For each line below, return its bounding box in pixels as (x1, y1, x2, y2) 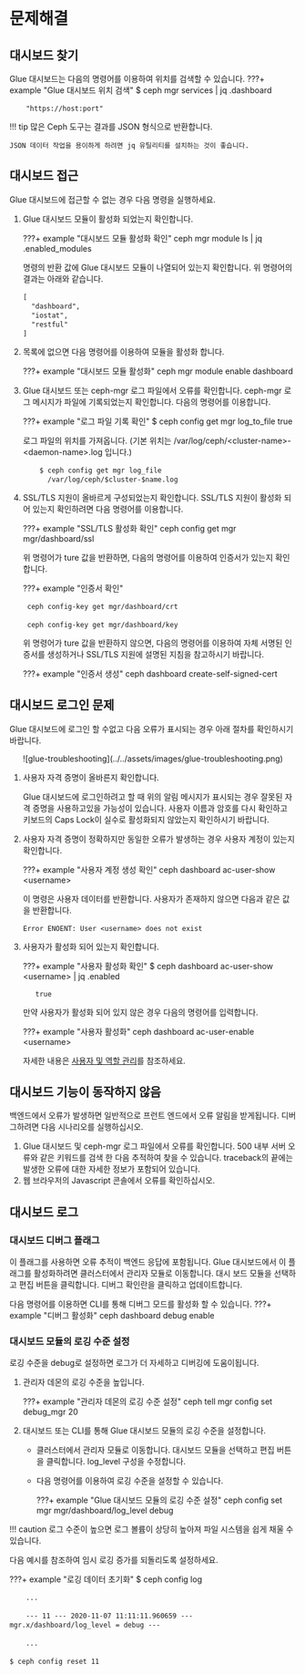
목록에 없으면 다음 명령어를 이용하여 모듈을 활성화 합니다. (22, 346, 225, 357)
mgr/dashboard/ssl (22, 532, 95, 543)
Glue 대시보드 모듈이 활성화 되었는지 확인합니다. (22, 213, 194, 224)
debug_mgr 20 (22, 1406, 79, 1418)
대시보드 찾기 (9, 47, 79, 63)
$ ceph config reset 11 (9, 1657, 100, 1667)
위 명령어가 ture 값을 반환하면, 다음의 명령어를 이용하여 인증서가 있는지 (22, 552, 273, 563)
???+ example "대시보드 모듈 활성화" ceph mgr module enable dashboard (22, 366, 293, 377)
